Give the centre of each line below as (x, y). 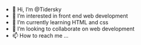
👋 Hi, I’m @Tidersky (37, 9)
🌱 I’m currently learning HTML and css (60, 22)
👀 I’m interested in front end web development (70, 16)
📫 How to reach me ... (40, 36)
